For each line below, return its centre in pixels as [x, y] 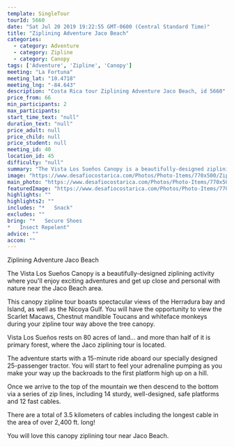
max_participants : [34, 111]
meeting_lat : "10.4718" [42, 78]
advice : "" [23, 234]
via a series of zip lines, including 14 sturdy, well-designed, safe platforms [113, 394]
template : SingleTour [39, 14]
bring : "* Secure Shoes [45, 221]
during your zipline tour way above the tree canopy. [81, 324]
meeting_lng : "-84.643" [42, 85]
